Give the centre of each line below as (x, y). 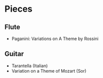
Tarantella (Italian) (30, 66)
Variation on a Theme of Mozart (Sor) (49, 71)
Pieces (18, 9)
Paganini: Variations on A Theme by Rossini (55, 39)
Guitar (14, 54)
